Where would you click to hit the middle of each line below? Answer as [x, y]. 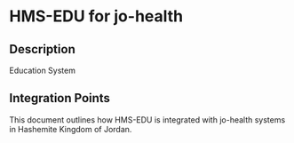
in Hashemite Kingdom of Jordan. [71, 129]
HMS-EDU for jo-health [96, 16]
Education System [42, 70]
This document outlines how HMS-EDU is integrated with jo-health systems [147, 119]
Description [42, 49]
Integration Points [60, 98]
